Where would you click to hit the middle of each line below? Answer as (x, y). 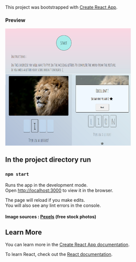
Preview (15, 20)
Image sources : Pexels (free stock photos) (51, 217)
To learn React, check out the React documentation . (59, 254)
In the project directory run (48, 160)
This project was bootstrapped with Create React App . (61, 7)
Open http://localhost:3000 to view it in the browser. (59, 190)
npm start (17, 174)
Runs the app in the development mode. (46, 185)
